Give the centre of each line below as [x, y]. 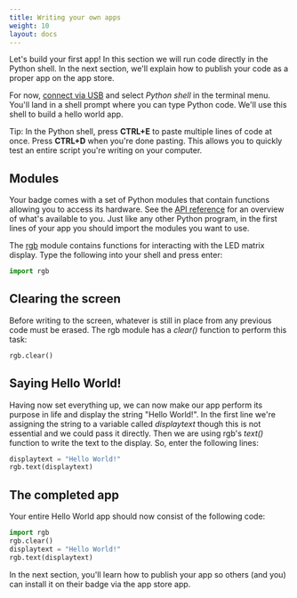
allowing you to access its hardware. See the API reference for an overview [147, 209]
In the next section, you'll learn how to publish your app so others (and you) [148, 574]
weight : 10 [29, 26]
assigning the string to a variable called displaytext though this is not [135, 424]
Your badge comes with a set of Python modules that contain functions [139, 200]
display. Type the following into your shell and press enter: [116, 255]
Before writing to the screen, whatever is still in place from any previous [140, 320]
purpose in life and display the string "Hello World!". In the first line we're [142, 414]
